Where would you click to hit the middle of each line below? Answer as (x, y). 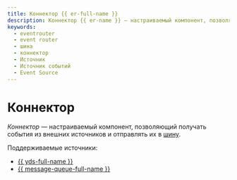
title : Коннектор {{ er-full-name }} (63, 14)
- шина (23, 46)
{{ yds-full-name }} (45, 162)
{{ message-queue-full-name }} (64, 169)
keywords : (22, 27)
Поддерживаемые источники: (53, 148)
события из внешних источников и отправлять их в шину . (94, 134)
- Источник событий (42, 66)
